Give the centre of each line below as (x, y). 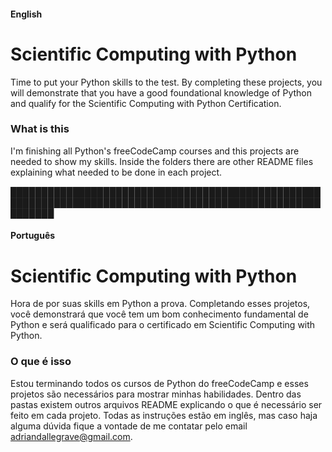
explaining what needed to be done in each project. (116, 172)
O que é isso (41, 362)
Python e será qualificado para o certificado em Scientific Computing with (163, 325)
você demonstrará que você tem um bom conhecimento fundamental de (159, 314)
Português (33, 236)
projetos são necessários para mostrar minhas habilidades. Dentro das (156, 394)
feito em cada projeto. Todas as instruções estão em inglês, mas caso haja (164, 415)
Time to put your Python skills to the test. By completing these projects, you (166, 82)
